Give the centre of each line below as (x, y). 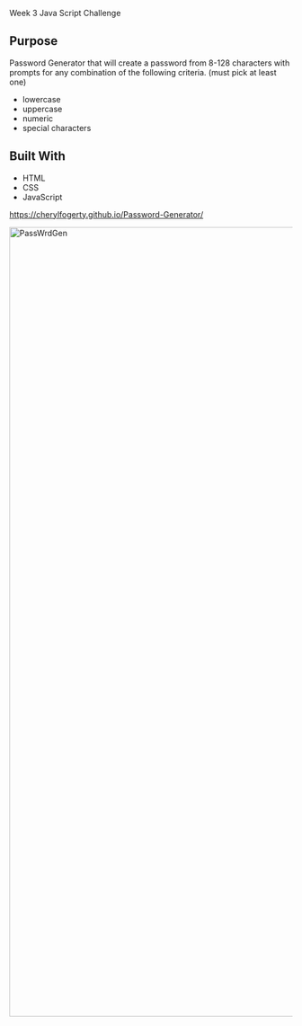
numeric (38, 118)
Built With (37, 156)
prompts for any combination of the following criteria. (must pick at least (143, 72)
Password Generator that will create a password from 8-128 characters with (150, 63)
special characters (57, 128)
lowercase (41, 99)
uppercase (42, 109)
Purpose (34, 41)
